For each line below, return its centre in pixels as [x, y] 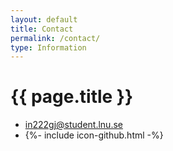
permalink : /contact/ [55, 38]
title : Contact [42, 29]
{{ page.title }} [72, 97]
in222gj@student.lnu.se [73, 125]
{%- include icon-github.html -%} [94, 135]
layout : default [44, 19]
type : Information [48, 47]
